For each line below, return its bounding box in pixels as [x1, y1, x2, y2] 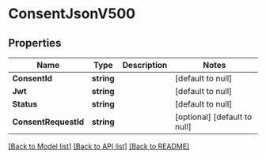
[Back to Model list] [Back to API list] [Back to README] [8, 141, 190, 151]
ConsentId [12, 73, 53, 84]
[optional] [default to [175, 111, 253, 122]
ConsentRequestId [12, 116, 85, 127]
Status [12, 99, 38, 109]
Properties [8, 36, 62, 50]
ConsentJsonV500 [8, 5, 136, 23]
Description [122, 60, 168, 70]
